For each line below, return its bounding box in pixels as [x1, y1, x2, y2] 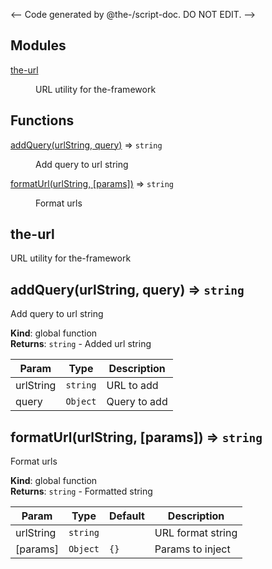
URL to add [106, 379, 159, 393]
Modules [10, 37, 67, 54]
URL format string [154, 526, 238, 540]
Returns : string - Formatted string [10, 485, 153, 498]
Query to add [106, 395, 168, 409]
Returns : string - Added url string [10, 338, 152, 350]
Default [109, 509, 145, 523]
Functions [10, 112, 75, 129]
